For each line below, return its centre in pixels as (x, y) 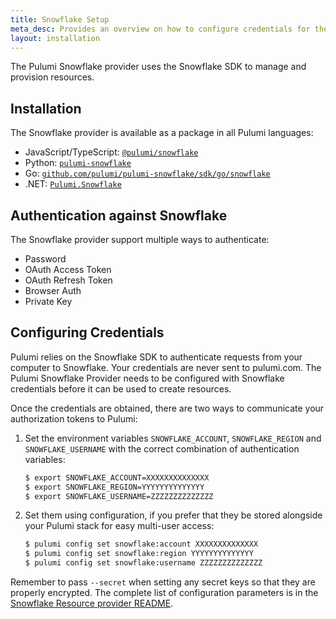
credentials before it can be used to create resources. (121, 388)
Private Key (48, 301)
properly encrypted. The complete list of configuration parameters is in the (164, 593)
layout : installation (55, 38)
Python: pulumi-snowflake (78, 163)
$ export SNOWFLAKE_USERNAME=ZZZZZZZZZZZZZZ (119, 496)
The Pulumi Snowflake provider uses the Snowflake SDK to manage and (158, 67)
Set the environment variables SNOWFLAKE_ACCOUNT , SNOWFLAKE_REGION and (173, 438)
